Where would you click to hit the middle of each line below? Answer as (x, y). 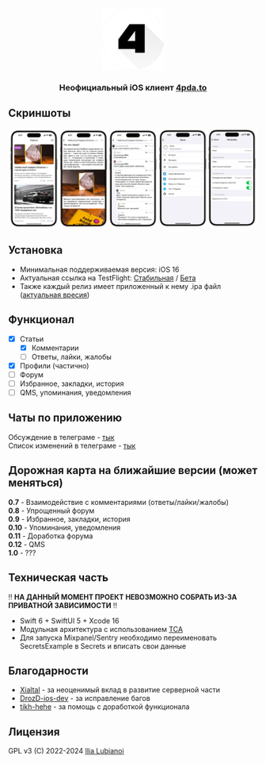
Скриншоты (40, 113)
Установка (36, 250)
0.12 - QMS (27, 544)
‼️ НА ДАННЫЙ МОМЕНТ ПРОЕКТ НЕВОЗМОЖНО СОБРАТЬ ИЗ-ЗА (123, 597)
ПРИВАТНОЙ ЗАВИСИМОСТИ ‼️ (63, 605)
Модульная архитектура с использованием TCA (101, 629)
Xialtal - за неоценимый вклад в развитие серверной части (120, 690)
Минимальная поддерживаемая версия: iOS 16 (99, 269)
